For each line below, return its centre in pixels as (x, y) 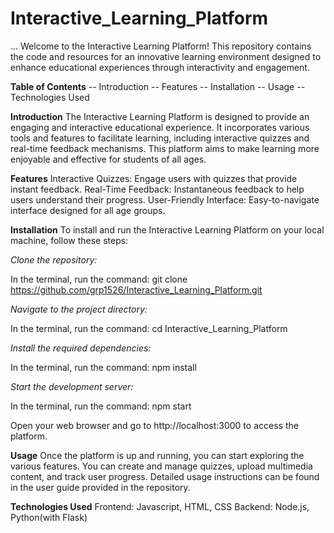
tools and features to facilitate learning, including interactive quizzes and (160, 138)
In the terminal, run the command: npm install (103, 367)
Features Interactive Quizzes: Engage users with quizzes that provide (154, 178)
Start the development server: (72, 386)
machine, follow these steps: (69, 240)
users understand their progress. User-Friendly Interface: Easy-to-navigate (165, 199)
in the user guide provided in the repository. (100, 487)
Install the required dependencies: (81, 348)
